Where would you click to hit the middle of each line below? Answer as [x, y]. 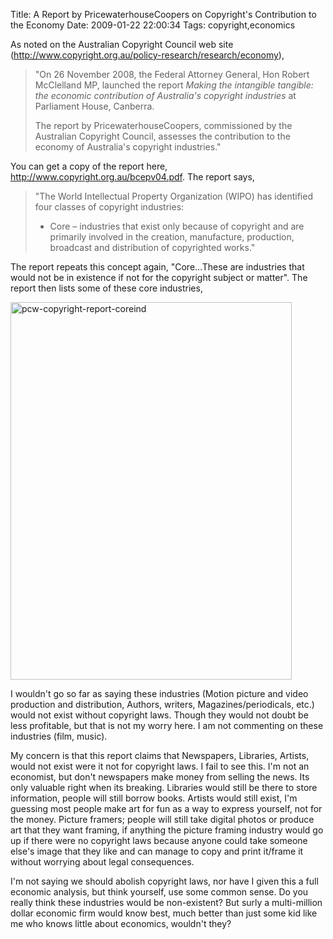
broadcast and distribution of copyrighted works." [152, 247]
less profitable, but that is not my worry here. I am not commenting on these [167, 725]
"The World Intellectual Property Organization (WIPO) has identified [173, 196]
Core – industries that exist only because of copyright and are [177, 226]
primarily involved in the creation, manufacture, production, [172, 237]
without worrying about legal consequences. [102, 862]
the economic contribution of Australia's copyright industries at [165, 95]
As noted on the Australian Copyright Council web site [122, 44]
